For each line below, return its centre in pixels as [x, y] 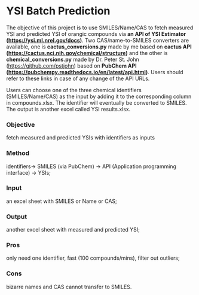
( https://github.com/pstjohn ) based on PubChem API [71, 66]
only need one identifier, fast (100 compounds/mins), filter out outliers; [93, 258]
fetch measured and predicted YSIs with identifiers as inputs [81, 138]
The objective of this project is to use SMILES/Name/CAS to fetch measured [100, 28]
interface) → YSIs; [28, 172]
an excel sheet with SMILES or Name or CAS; [62, 201]
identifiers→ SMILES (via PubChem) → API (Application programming [91, 166]
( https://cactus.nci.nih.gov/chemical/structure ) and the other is [87, 53]
